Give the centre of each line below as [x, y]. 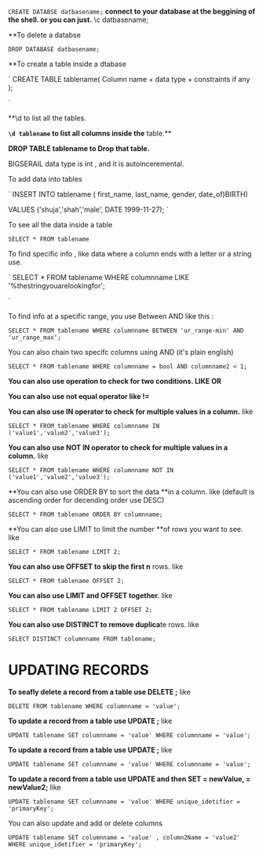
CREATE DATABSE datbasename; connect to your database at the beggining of [132, 11]
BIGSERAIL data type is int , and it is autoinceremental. [96, 164]
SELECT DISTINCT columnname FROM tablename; [82, 639]
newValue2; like [35, 787]
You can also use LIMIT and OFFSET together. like [90, 596]
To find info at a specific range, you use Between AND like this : [111, 316]
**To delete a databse [44, 35]
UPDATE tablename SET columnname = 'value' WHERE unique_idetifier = [124, 802]
